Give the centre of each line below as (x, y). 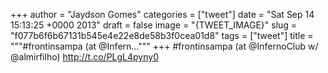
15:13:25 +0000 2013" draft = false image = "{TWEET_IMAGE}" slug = (154, 25)
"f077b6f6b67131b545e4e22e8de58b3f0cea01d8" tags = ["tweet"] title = (162, 35)
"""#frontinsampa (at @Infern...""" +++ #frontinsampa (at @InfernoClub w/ (164, 46)
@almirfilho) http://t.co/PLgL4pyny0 (84, 57)
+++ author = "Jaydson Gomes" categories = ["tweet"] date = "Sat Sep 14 (162, 14)
